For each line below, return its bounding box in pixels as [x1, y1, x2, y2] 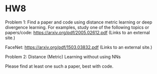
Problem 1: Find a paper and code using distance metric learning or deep [5, 19, 153, 25]
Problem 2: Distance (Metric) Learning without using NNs [5, 53, 121, 59]
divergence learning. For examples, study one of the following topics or [5, 24, 150, 30]
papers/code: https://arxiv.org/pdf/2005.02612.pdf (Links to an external [5, 29, 150, 35]
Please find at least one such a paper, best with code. [5, 63, 114, 69]
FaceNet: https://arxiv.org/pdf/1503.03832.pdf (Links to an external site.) [5, 44, 153, 50]
